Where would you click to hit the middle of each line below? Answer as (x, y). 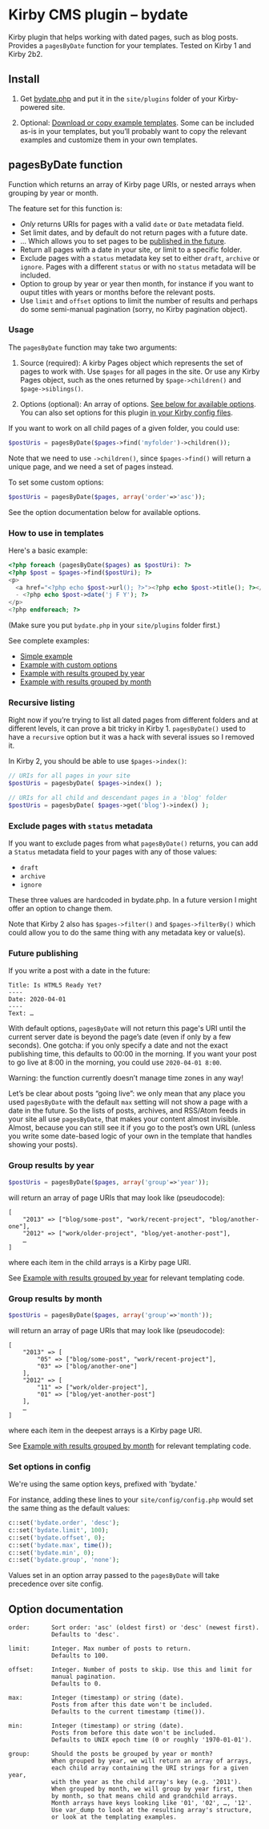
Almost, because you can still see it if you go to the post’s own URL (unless (132, 1128)
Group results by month (55, 1299)
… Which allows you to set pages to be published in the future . (123, 241)
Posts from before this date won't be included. (134, 1733)
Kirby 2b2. (26, 54)
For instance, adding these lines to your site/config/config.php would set (131, 1500)
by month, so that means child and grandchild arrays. (145, 1796)
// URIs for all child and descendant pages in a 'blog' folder (118, 798)
